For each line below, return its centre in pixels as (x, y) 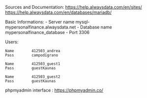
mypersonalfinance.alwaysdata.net (41, 27)
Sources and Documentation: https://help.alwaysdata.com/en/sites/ (73, 7)
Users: (12, 42)
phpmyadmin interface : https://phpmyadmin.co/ (54, 90)
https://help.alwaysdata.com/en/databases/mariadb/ (59, 12)
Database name (96, 27)
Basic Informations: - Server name (40, 22)
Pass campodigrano (31, 55)
